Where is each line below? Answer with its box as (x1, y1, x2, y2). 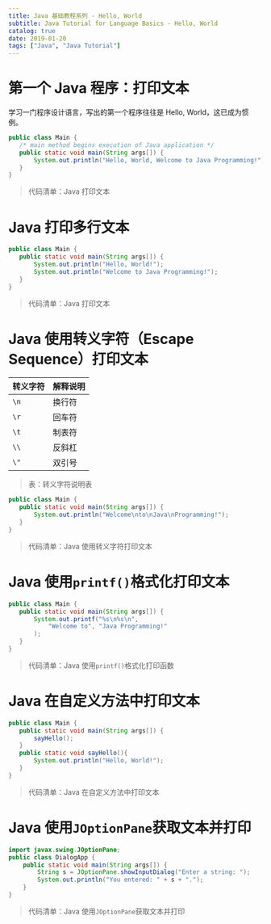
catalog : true (8, 27, 56, 35)
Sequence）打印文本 (8, 350, 149, 368)
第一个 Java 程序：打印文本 (8, 79, 190, 98)
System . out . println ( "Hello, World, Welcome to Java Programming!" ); (33, 156, 269, 164)
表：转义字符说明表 (27, 480, 93, 489)
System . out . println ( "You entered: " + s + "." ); (37, 876, 204, 884)
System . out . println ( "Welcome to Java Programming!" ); (33, 267, 219, 275)
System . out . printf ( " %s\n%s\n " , (33, 615, 139, 623)
